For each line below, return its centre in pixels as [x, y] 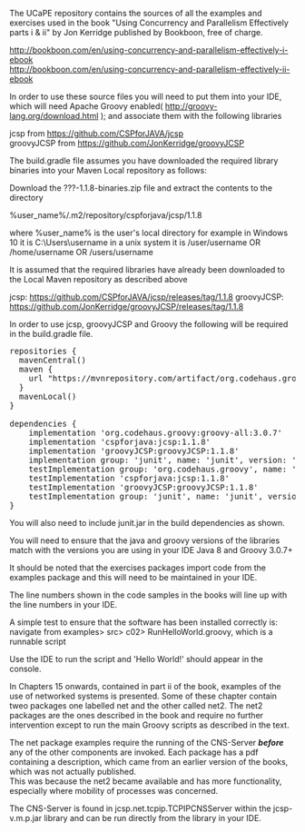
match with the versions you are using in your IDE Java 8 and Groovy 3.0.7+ [151, 550]
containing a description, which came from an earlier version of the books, [149, 762]
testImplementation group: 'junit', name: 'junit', [146, 496]
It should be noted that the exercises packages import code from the [138, 568]
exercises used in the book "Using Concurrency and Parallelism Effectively [149, 23]
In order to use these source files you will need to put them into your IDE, [146, 96]
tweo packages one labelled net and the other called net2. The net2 [136, 706]
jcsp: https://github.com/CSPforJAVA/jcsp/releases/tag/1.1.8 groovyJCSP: [147, 297]
